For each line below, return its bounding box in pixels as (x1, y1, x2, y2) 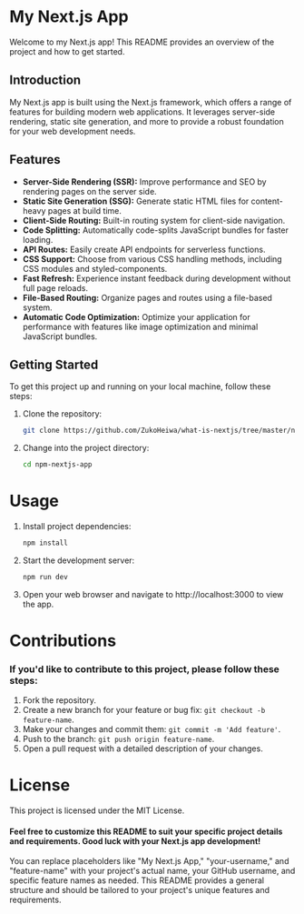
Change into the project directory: (22, 443, 150, 454)
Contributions (9, 630, 116, 651)
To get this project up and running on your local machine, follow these (9, 381, 271, 392)
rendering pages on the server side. (22, 186, 157, 196)
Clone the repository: (22, 408, 103, 419)
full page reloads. (22, 282, 89, 293)
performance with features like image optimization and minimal (22, 321, 259, 332)
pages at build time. (47, 205, 123, 216)
